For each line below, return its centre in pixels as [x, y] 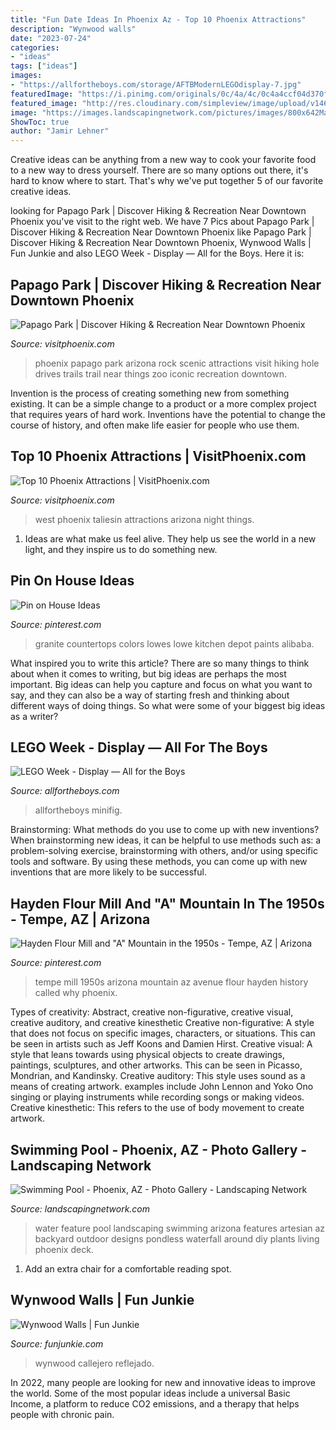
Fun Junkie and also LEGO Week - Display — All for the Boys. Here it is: [157, 253]
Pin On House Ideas [72, 581]
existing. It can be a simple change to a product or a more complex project [163, 403]
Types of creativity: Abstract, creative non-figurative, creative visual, [152, 1012]
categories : [35, 47]
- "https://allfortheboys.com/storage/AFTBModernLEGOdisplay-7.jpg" [156, 85]
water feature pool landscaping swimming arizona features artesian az [180, 1228]
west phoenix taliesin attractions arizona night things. [144, 519]
